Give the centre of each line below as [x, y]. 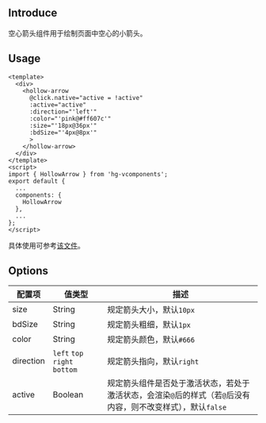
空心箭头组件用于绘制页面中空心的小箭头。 [78, 33]
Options [28, 271]
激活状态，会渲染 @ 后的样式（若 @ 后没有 [179, 395]
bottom [65, 370]
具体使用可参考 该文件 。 [46, 245]
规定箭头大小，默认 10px [151, 310]
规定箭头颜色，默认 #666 [151, 340]
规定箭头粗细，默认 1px [149, 325]
